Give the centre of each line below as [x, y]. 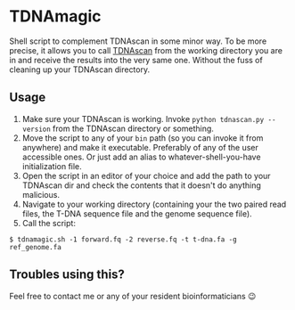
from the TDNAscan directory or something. [133, 128]
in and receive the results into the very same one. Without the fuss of [136, 60]
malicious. [41, 194]
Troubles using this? [67, 275]
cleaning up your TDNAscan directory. [79, 69]
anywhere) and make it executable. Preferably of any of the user [140, 147]
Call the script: [49, 223]
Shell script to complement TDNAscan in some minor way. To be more [138, 41]
